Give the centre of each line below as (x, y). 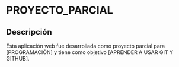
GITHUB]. (18, 58)
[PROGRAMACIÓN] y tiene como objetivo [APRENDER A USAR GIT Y (90, 52)
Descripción (29, 32)
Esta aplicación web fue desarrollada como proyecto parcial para (85, 46)
